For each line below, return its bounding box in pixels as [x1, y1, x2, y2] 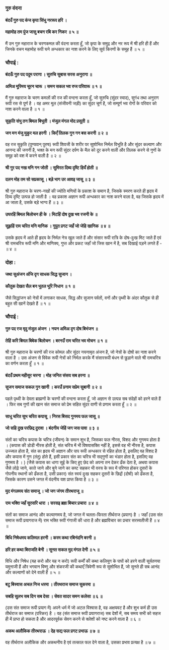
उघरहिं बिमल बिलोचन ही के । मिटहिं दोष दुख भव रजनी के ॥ [5, 211, 98, 217]
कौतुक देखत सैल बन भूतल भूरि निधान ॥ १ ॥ [5, 283, 75, 289]
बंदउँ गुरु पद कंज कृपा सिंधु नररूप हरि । [5, 17, 67, 23]
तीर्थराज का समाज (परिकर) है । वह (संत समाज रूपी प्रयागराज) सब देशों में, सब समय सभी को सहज [5, 610, 161, 617]
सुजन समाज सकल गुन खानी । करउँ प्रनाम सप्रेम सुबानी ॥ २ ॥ [5, 384, 102, 390]
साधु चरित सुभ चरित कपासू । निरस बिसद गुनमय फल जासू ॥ [5, 413, 100, 419]
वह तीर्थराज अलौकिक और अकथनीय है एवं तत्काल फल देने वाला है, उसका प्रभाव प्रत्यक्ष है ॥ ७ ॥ [5, 639, 156, 645]
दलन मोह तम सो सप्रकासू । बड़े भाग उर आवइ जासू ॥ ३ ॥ [5, 176, 95, 183]
